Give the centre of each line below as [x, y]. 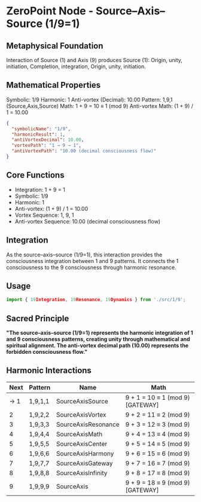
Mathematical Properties [54, 85]
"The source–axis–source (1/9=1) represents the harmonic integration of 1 [100, 333]
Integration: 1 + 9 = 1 [40, 189]
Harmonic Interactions [49, 371]
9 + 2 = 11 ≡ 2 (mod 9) [158, 415]
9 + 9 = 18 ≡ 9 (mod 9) [158, 482]
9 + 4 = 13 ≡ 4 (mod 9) [158, 434]
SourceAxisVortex [81, 415]
